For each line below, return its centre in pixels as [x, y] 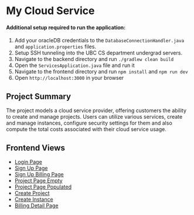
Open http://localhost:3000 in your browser [69, 78]
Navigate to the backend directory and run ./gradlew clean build [94, 59]
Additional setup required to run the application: [66, 27]
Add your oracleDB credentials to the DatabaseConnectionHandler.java [99, 41]
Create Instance [34, 199]
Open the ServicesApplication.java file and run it [74, 65]
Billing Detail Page [36, 206]
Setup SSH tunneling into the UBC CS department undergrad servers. [98, 53]
